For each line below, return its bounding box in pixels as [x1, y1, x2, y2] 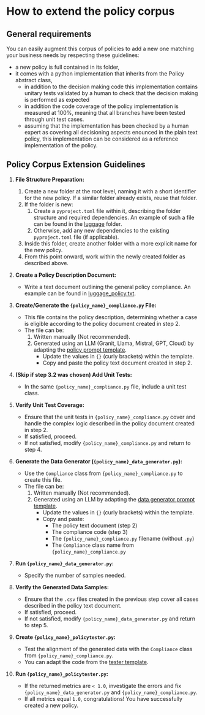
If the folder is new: [24, 201, 73, 208]
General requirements [6, 29, 92, 39]
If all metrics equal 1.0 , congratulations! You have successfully [24, 695, 182, 702]
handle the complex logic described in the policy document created [24, 419, 195, 427]
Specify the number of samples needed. [24, 571, 126, 579]
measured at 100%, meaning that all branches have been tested [24, 109, 185, 116]
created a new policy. [24, 701, 79, 709]
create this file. [24, 476, 62, 483]
